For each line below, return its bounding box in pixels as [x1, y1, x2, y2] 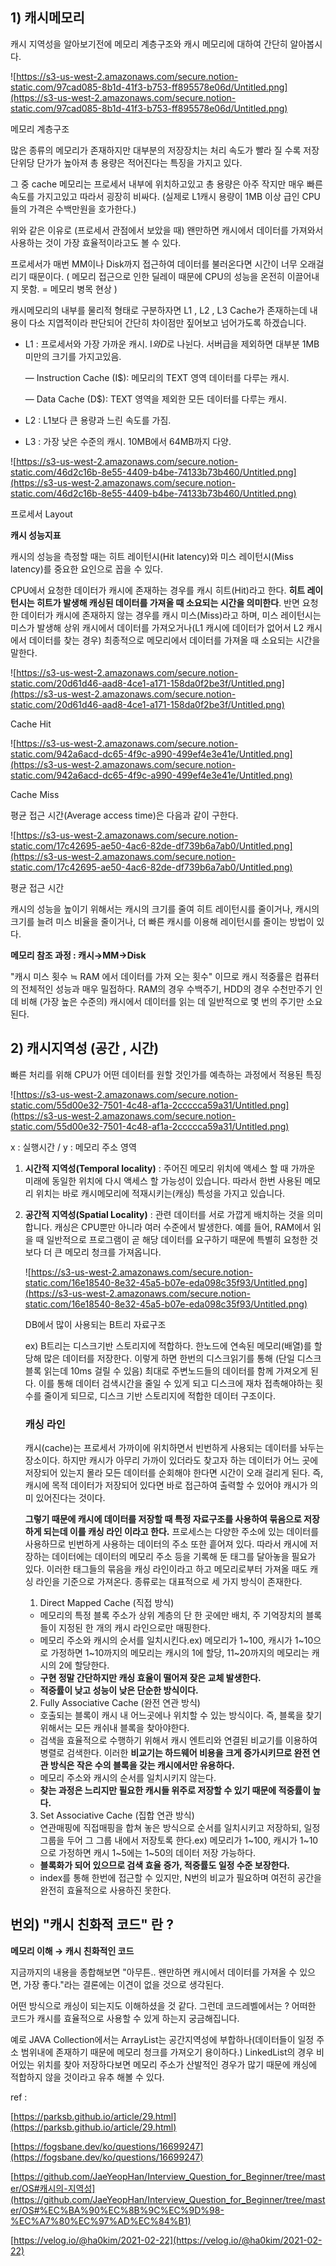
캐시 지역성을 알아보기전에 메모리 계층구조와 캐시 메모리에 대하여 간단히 [10, 38, 288, 50]
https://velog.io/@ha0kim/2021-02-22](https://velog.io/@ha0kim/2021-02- [13, 2234, 323, 2246]
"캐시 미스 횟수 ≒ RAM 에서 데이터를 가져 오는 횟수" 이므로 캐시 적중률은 [10, 970, 293, 982]
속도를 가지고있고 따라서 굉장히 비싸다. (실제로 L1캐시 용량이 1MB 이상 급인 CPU [10, 190, 322, 202]
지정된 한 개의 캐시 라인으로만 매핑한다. [58, 1621, 211, 1633]
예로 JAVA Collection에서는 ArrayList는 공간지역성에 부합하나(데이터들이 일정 [10, 2033, 315, 2045]
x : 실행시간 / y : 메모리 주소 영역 [10, 1141, 137, 1153]
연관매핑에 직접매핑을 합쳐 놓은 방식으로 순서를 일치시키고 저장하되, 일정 [39, 1821, 321, 1833]
